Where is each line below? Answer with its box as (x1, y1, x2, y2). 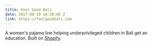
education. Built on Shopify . (5, 35, 62, 41)
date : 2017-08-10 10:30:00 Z (5, 12, 65, 17)
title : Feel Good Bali (5, 7, 52, 12)
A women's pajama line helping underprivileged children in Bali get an (5, 30, 148, 36)
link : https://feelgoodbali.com (5, 16, 72, 21)
